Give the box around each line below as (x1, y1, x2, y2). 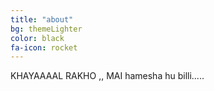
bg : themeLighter (10, 24, 83, 34)
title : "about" (10, 14, 74, 25)
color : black (10, 33, 65, 43)
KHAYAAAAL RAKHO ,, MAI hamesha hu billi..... (10, 70, 205, 82)
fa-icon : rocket (10, 42, 78, 53)
